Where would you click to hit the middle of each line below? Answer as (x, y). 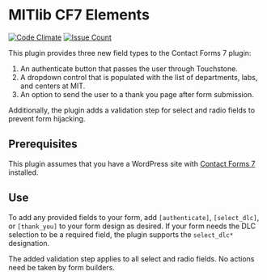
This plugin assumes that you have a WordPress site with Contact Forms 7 (132, 163)
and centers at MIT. (53, 86)
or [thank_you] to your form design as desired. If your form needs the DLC (132, 226)
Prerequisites (43, 144)
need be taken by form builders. (62, 267)
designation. (29, 243)
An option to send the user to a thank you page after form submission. (137, 94)
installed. (23, 172)
